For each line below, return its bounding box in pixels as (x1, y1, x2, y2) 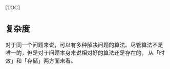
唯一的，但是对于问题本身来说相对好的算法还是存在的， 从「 (5, 50, 160, 56)
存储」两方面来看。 (27, 57, 76, 64)
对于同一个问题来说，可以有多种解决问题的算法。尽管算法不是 (5, 42, 163, 49)
